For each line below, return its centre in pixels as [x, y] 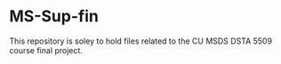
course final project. [46, 50]
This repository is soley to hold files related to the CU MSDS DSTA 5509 [141, 41]
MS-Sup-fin [54, 16]
